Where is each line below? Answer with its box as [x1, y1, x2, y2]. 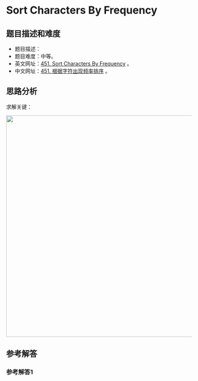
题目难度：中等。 [14, 53, 57, 60]
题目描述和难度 [6, 28, 61, 38]
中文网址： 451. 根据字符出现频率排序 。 [14, 67, 111, 74]
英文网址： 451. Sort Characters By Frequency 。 [14, 60, 133, 67]
